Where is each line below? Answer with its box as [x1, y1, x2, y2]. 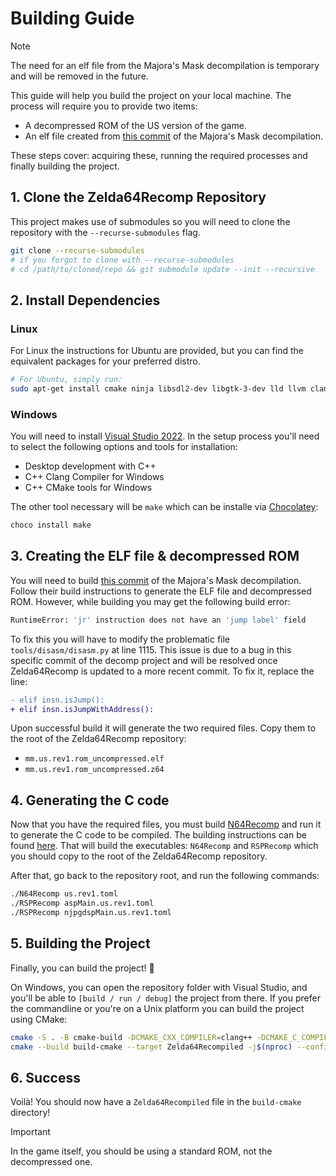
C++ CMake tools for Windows [24, 482, 153, 494]
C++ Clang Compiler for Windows [24, 471, 165, 483]
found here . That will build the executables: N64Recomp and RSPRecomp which [10, 840, 319, 852]
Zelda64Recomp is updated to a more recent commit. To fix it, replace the [10, 665, 315, 677]
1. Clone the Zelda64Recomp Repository [10, 189, 267, 206]
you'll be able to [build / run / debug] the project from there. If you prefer [10, 992, 321, 1004]
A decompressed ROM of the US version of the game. [24, 119, 247, 131]
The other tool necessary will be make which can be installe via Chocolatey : [10, 501, 319, 513]
